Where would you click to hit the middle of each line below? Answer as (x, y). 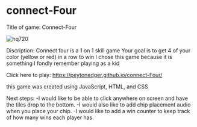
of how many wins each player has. (50, 117)
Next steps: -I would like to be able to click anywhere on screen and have (97, 98)
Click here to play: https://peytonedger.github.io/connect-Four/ (84, 75)
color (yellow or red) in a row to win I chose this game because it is (89, 57)
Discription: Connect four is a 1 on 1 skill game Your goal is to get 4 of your (98, 50)
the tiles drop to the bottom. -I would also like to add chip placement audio (98, 104)
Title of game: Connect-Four (42, 27)
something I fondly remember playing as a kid (63, 63)
